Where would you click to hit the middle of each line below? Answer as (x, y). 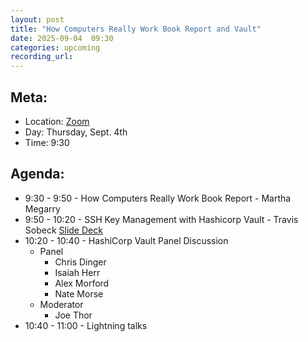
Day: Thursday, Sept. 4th (76, 132)
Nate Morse (79, 293)
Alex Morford (82, 283)
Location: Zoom (57, 121)
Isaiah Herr (77, 272)
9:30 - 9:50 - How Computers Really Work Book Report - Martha (158, 198)
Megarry (42, 208)
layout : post (37, 19)
